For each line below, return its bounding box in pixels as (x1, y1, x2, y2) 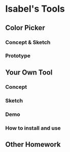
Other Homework (5, 140, 61, 148)
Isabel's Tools (5, 3, 65, 15)
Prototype (5, 52, 31, 59)
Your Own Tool (5, 68, 53, 77)
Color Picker (5, 23, 45, 32)
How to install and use (5, 124, 61, 132)
